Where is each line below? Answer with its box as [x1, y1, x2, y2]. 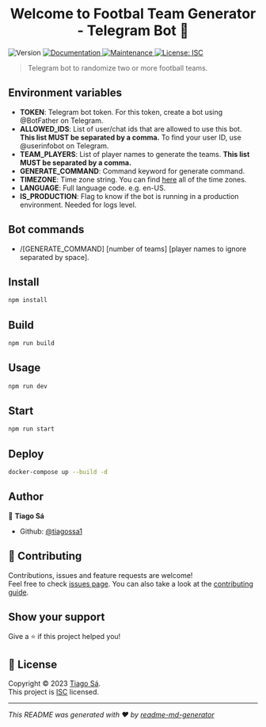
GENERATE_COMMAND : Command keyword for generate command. [19, 166, 245, 175]
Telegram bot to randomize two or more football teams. [27, 63, 208, 72]
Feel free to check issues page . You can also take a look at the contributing [8, 579, 253, 588]
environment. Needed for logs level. [19, 200, 137, 209]
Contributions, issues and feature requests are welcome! [8, 570, 193, 580]
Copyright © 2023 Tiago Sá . [8, 679, 101, 688]
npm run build [8, 339, 55, 347]
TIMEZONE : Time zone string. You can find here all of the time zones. [19, 174, 247, 184]
